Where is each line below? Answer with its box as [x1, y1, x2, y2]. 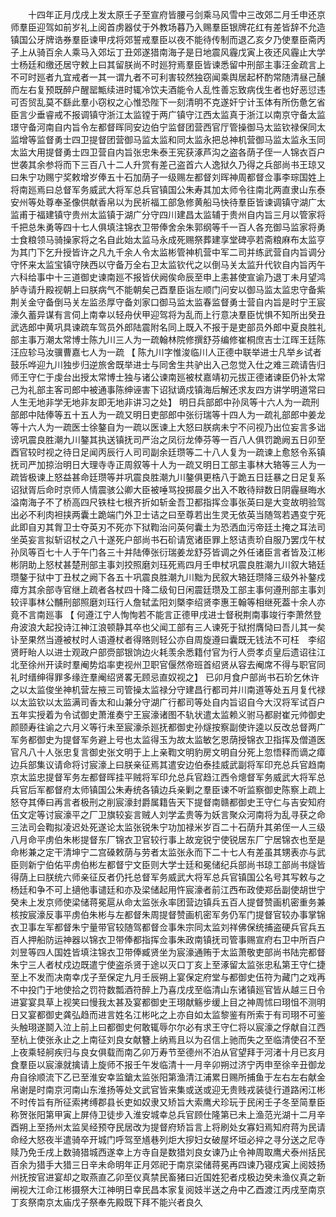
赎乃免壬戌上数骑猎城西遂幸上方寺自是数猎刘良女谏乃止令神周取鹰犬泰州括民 [10, 1146, 326, 1158]
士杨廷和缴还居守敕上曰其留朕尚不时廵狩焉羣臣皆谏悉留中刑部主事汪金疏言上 [10, 59, 326, 70]
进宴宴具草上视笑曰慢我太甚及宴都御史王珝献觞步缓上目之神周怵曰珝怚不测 [10, 996, 317, 1008]
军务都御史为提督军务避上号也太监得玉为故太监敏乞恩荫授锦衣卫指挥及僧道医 [10, 734, 326, 745]
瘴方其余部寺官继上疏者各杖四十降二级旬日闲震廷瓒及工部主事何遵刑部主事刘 [10, 584, 326, 595]
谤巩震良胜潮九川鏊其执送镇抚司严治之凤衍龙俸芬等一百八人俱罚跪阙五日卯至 [10, 434, 326, 445]
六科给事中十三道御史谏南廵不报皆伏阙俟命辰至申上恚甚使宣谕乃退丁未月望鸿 [10, 271, 326, 283]
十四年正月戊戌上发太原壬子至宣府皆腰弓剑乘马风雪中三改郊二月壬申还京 [27, 9, 326, 20]
